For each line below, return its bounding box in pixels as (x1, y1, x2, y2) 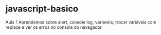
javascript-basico (5, 3, 79, 14)
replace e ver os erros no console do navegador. (5, 24, 103, 30)
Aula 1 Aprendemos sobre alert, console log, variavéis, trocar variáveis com (5, 19, 157, 25)
